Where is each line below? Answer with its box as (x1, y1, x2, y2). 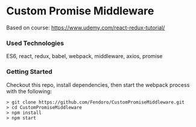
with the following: (6, 87, 52, 95)
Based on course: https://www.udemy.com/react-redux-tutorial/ (6, 24, 165, 31)
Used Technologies (6, 39, 65, 47)
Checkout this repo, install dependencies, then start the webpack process (6, 81, 190, 88)
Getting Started (6, 68, 52, 76)
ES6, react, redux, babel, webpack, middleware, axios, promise (6, 53, 163, 60)
